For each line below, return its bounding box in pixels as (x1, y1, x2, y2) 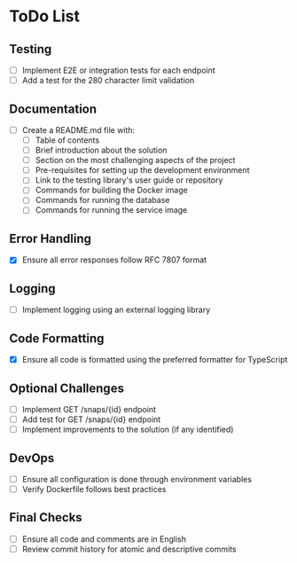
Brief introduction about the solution (35, 145, 168, 156)
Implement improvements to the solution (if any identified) (21, 424, 234, 435)
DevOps (9, 450, 55, 465)
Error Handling (9, 231, 91, 246)
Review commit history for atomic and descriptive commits (21, 543, 237, 554)
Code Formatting (9, 331, 105, 346)
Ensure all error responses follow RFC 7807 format (21, 254, 207, 265)
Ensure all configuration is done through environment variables (21, 473, 253, 484)
